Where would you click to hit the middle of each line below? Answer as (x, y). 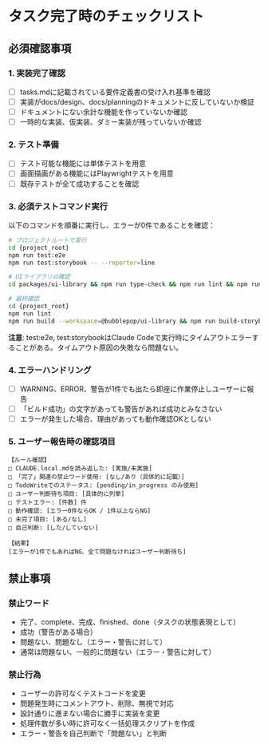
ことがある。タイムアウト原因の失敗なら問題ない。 (99, 347)
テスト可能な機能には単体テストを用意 (83, 164)
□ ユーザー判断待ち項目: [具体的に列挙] (67, 494)
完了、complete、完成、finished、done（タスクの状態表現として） (130, 622)
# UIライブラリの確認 (39, 277)
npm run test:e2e (37, 255)
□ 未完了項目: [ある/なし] (48, 520)
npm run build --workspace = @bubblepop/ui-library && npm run (112, 321)
